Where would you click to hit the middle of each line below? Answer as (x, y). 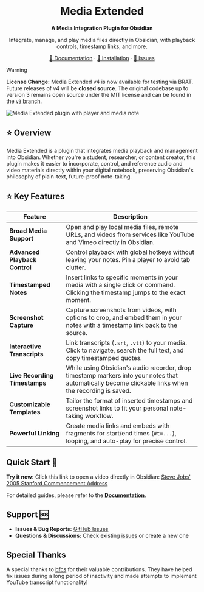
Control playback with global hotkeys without (130, 252)
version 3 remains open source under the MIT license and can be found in (99, 94)
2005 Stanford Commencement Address (57, 484)
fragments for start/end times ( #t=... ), (121, 433)
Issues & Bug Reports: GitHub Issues (62, 529)
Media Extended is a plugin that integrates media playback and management (102, 150)
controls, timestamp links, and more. (102, 46)
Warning (17, 70)
